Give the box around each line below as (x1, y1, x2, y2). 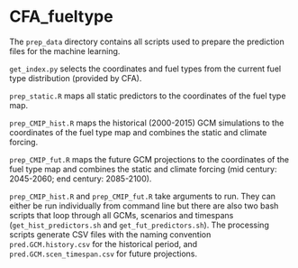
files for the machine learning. (9, 45, 121, 56)
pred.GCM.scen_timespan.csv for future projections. (9, 248, 198, 259)
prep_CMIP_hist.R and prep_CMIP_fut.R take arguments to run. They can (9, 190, 276, 201)
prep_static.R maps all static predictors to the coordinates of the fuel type (9, 90, 286, 101)
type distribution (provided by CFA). (9, 72, 142, 83)
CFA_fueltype (9, 6, 114, 27)
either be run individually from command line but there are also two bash (9, 200, 279, 211)
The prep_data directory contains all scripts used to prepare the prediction (9, 36, 285, 47)
